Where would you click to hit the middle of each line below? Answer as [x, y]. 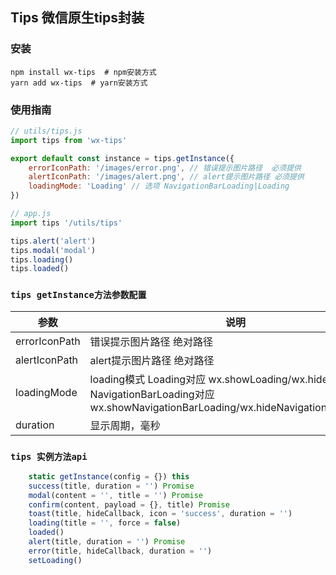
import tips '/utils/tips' [66, 223]
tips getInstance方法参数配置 [78, 295]
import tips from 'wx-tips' [69, 140]
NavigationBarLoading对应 [152, 394]
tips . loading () [42, 259]
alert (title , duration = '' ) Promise [107, 542]
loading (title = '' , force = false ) [105, 523]
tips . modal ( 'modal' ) [53, 250]
